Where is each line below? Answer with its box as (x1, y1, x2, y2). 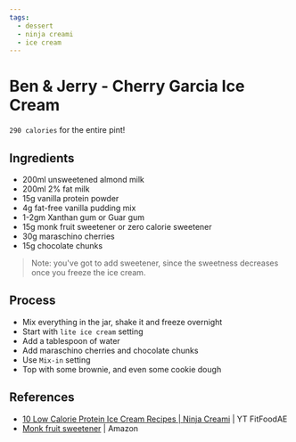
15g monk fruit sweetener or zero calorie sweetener (21, 222, 212, 232)
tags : (9, 12, 29, 22)
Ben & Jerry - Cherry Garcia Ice (9, 77, 245, 96)
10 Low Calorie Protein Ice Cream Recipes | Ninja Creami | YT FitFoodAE (21, 413, 288, 424)
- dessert (17, 21, 53, 30)
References (9, 389, 75, 405)
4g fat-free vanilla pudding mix (21, 202, 136, 213)
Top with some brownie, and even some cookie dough (21, 364, 222, 374)
